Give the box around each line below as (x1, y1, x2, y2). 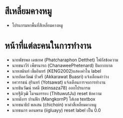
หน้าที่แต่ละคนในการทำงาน (4, 40, 92, 51)
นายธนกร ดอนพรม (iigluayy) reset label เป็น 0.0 (11, 107, 101, 113)
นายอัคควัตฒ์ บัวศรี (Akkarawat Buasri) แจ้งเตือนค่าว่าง (11, 73, 109, 80)
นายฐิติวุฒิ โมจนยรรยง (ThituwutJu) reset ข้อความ (11, 90, 102, 96)
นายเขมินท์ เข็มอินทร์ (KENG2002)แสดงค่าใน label (11, 68, 102, 74)
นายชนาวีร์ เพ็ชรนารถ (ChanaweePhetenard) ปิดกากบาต (11, 62, 113, 68)
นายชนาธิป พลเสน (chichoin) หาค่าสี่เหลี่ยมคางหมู (11, 102, 97, 108)
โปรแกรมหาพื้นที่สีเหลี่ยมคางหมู (11, 22, 63, 28)
